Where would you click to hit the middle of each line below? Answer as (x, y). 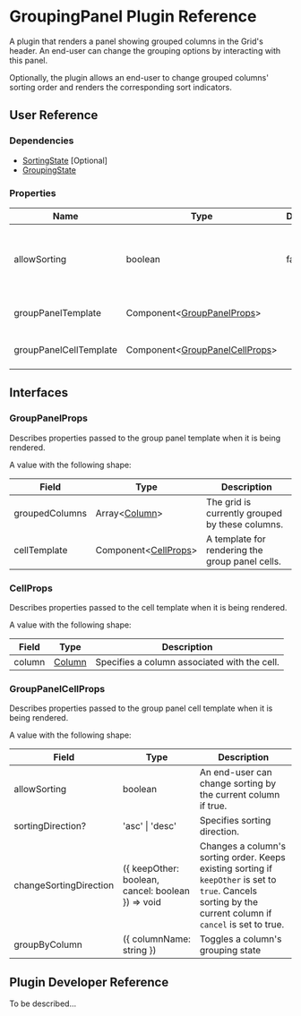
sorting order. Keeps (243, 858)
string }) (139, 951)
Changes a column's (243, 846)
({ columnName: (156, 939)
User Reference (54, 115)
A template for (236, 539)
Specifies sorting (235, 821)
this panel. (29, 60)
